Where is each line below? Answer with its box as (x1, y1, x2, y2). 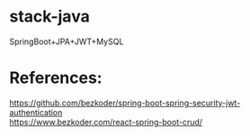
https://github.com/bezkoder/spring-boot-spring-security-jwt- (9, 97, 241, 108)
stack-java (9, 6, 90, 27)
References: (9, 68, 103, 88)
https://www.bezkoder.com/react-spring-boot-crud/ (9, 116, 203, 127)
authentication (9, 106, 63, 118)
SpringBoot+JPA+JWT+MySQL (9, 36, 124, 47)
